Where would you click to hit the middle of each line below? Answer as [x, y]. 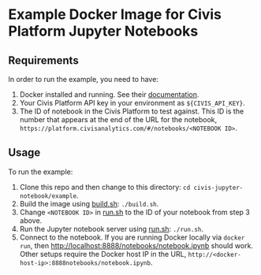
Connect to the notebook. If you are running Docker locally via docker [132, 237]
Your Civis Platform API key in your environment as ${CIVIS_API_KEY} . [132, 103]
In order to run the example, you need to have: [84, 79]
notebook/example [48, 196]
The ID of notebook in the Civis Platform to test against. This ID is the [132, 111]
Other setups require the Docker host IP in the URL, [103, 254]
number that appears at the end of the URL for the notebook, [118, 119]
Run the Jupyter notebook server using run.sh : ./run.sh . [111, 229]
